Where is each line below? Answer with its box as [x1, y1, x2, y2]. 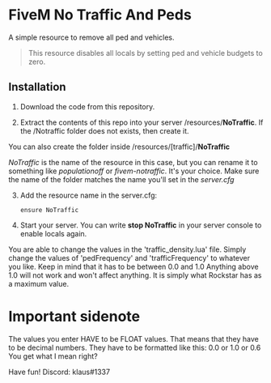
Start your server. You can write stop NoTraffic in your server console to [19, 220, 262, 230]
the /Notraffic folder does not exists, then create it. [19, 126, 189, 135]
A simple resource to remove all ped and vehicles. [8, 32, 176, 42]
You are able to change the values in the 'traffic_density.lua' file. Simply [8, 245, 247, 254]
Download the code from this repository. [19, 101, 155, 111]
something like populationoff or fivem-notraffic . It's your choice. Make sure [8, 166, 260, 176]
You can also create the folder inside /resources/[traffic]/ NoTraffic [8, 142, 231, 151]
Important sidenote [8, 307, 141, 326]
